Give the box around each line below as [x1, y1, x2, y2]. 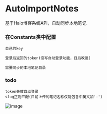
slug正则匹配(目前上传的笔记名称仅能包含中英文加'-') [5, 94, 103, 99]
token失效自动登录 [5, 89, 39, 94]
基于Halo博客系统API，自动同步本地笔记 [5, 20, 87, 26]
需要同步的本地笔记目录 [5, 65, 46, 70]
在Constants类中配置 [5, 33, 56, 40]
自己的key [5, 46, 23, 51]
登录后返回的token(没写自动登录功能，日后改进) [5, 56, 91, 61]
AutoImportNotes [5, 3, 79, 14]
